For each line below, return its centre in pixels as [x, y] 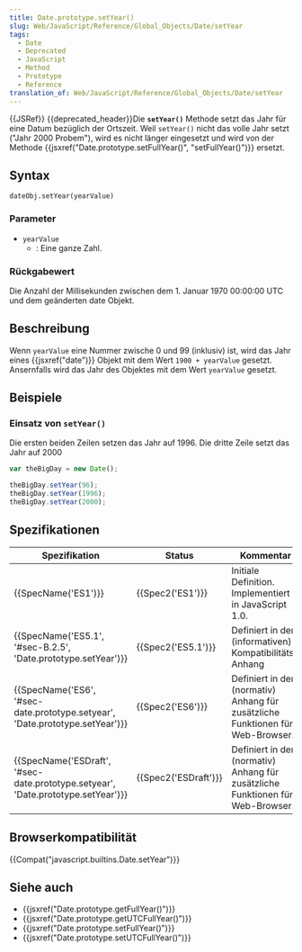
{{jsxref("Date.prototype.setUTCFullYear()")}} [107, 938]
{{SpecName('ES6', [55, 689]
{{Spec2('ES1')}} [172, 593]
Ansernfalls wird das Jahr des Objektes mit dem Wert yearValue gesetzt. [143, 369]
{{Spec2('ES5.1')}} [176, 647]
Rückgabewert [42, 271]
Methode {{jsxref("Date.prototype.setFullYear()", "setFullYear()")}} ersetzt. [147, 147]
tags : [19, 34]
